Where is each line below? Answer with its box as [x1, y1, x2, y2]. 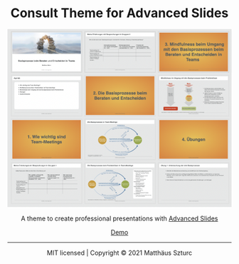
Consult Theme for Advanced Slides [10, 5, 229, 21]
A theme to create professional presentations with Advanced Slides [21, 214, 218, 223]
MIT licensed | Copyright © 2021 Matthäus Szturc [46, 248, 193, 257]
